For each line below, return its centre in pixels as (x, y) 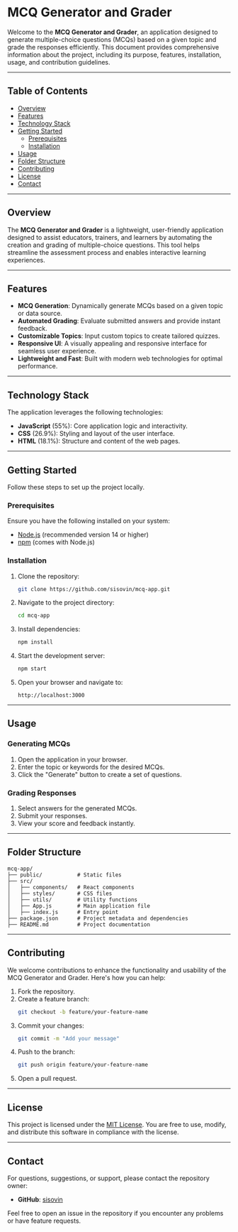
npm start (32, 669)
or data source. (40, 314)
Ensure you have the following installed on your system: (89, 521)
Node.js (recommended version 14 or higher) (83, 535)
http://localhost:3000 (51, 695)
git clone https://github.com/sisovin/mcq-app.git (94, 589)
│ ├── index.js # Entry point (63, 912)
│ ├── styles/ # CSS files (60, 893)
